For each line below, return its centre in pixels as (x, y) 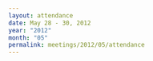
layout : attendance (41, 15)
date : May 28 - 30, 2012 (50, 23)
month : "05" (28, 38)
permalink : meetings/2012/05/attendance (77, 45)
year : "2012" (30, 30)
